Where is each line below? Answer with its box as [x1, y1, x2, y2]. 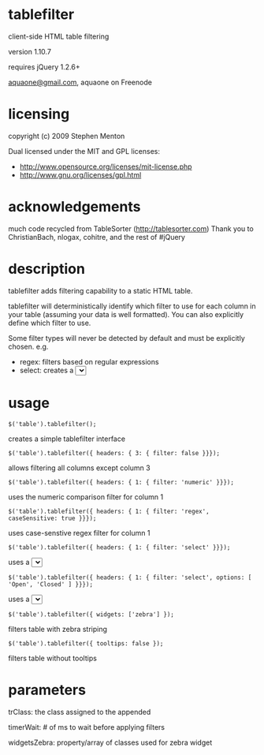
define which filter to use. [8, 318, 91, 327]
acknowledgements [8, 198, 141, 216]
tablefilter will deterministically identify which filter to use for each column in [8, 301, 256, 311]
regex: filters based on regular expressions [19, 357, 159, 366]
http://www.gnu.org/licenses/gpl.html [19, 170, 142, 179]
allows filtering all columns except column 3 [8, 463, 151, 473]
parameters [8, 681, 87, 699]
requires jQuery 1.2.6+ [8, 62, 80, 72]
